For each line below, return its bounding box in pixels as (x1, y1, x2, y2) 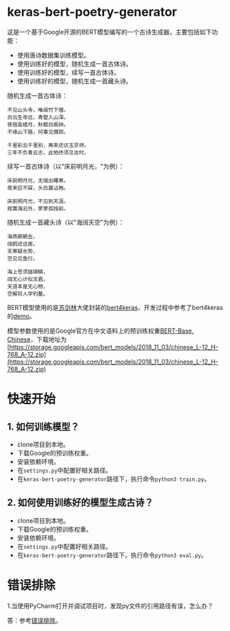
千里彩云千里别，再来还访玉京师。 (7, 142, 90, 149)
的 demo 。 (7, 311, 36, 320)
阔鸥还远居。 (7, 240, 39, 247)
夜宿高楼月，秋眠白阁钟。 (7, 121, 69, 128)
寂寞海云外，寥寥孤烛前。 (7, 205, 69, 212)
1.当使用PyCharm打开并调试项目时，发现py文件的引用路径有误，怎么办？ (7, 601, 213, 610)
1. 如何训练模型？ (7, 421, 80, 433)
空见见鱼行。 (7, 255, 39, 262)
